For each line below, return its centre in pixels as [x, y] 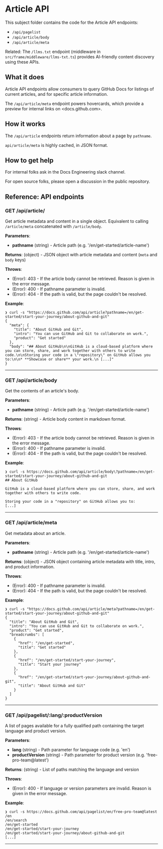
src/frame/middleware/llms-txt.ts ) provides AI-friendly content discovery [80, 56]
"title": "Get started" [42, 647]
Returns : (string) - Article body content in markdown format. [65, 419]
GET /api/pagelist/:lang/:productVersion [54, 715]
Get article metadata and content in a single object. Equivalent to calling [77, 221]
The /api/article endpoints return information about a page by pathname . [78, 136]
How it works [25, 124]
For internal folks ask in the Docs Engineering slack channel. [65, 172]
